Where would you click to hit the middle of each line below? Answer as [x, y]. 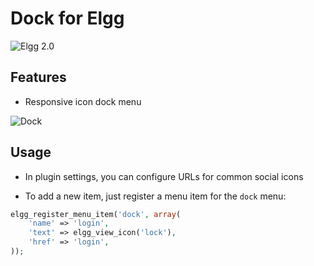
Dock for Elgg [67, 18]
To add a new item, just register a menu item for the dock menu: [155, 196]
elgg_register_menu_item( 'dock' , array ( [96, 214]
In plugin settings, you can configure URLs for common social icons [164, 176]
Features [38, 77]
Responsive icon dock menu [83, 101]
